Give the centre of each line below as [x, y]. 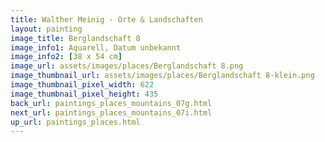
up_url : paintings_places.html [75, 122]
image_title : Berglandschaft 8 [75, 38]
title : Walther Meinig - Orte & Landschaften [106, 19]
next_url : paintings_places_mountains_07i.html [111, 112]
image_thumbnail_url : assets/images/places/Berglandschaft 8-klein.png [162, 76]
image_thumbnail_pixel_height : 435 [84, 94]
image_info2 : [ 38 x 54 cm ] [66, 57]
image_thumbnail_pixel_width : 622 [82, 85]
